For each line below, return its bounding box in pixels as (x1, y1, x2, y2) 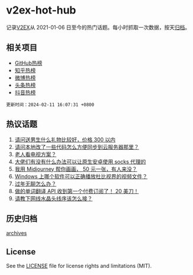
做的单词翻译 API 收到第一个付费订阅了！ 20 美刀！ (14, 187, 139, 194)
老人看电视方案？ (14, 151, 57, 158)
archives (6, 230, 27, 237)
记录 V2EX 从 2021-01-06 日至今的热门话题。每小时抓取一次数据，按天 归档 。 (6, 24, 191, 31)
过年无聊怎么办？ (14, 180, 57, 187)
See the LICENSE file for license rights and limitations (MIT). (6, 263, 152, 270)
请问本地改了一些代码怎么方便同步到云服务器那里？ (14, 143, 139, 150)
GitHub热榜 (14, 59, 42, 67)
